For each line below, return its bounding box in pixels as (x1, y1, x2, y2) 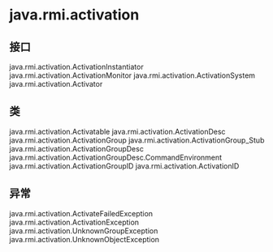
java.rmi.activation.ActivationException (9, 217, 140, 227)
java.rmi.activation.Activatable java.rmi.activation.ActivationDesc (9, 126, 226, 136)
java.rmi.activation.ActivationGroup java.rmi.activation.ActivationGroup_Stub (9, 135, 265, 145)
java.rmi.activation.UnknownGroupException (9, 225, 158, 236)
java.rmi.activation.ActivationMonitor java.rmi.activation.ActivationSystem (9, 70, 255, 80)
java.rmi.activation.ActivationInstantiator (9, 62, 145, 71)
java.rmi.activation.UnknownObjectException (9, 234, 160, 244)
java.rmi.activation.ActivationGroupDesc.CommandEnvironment (9, 152, 223, 162)
